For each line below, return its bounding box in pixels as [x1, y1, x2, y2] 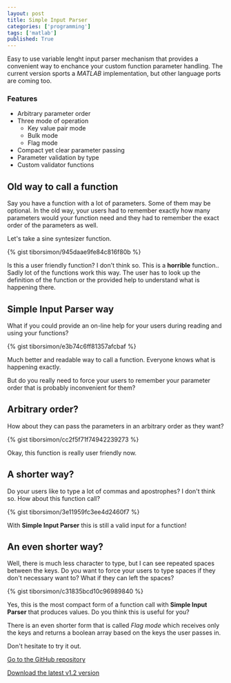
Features [7, 94, 38, 103]
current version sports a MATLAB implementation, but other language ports [7, 70, 221, 78]
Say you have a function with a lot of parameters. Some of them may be [7, 199, 211, 208]
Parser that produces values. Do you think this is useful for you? [7, 608, 190, 616]
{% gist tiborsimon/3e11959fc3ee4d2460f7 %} [7, 508, 140, 516]
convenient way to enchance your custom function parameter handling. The [7, 62, 223, 70]
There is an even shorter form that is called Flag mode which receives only [7, 622, 220, 630]
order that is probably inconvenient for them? [7, 384, 136, 392]
